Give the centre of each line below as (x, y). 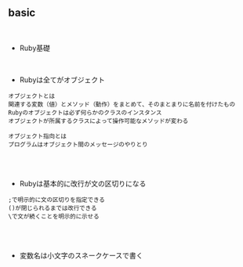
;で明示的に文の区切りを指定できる (57, 200)
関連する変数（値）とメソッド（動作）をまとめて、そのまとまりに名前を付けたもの (122, 104)
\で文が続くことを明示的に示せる (54, 216)
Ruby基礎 (35, 48)
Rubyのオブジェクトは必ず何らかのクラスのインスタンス (85, 113)
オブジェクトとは (32, 96)
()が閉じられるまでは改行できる (53, 208)
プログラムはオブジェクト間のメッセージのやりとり (78, 144)
